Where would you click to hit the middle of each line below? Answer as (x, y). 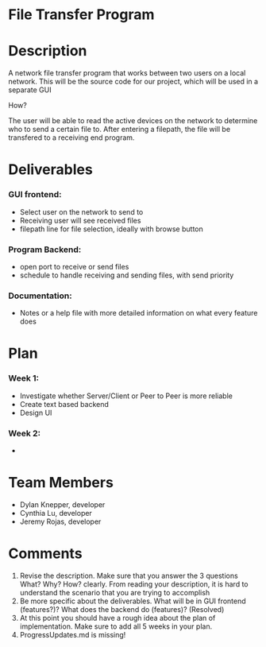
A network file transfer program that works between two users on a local (127, 73)
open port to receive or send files (74, 266)
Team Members (61, 483)
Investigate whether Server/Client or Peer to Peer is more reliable (126, 396)
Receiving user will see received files (80, 220)
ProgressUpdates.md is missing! (73, 634)
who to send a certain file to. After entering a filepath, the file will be (120, 130)
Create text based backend (64, 404)
